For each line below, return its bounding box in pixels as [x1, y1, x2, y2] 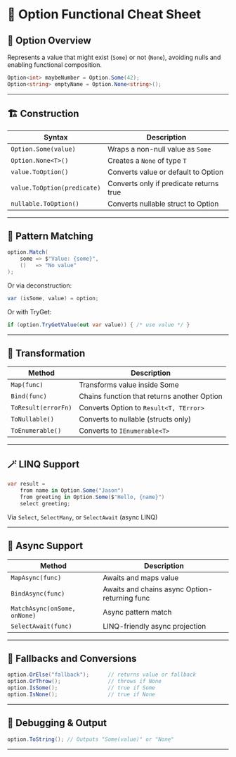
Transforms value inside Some [79, 380, 179, 390]
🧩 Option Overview [7, 35, 91, 47]
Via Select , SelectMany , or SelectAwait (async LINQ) [7, 512, 158, 521]
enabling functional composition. [7, 61, 103, 69]
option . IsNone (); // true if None [7, 691, 156, 698]
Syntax [44, 132, 68, 142]
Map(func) [11, 381, 44, 389]
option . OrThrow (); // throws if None [7, 678, 162, 685]
